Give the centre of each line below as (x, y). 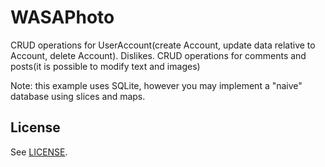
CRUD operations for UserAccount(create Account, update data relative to (163, 45)
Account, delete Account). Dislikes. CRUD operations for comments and (158, 55)
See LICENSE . (39, 152)
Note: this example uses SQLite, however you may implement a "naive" (156, 85)
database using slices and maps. (78, 96)
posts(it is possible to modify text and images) (105, 66)
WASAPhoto (62, 17)
